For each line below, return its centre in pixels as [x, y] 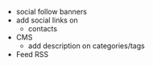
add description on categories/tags [86, 46]
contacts [43, 29]
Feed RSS [32, 54]
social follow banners [51, 12]
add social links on [47, 20]
